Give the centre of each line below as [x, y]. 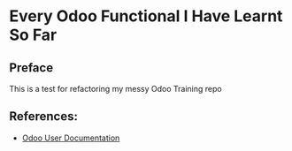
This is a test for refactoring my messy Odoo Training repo [116, 89]
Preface [31, 68]
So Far [33, 35]
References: [43, 117]
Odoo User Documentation [71, 138]
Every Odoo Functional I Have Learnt [146, 16]
